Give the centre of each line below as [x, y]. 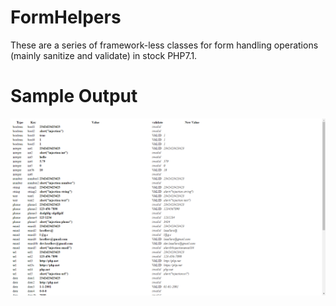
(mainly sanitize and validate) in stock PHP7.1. [104, 55]
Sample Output [74, 96]
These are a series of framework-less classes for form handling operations [164, 45]
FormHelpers [66, 17]
